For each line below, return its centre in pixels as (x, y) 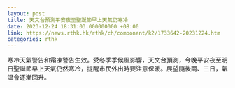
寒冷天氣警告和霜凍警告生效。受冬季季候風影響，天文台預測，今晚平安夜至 (114, 60)
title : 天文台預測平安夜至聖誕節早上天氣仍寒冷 (68, 20)
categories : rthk (33, 39)
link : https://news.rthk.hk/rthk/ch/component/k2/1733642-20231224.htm (114, 33)
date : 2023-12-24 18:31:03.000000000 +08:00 (73, 26)
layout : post (26, 14)
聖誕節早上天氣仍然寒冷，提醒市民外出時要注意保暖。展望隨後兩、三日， (117, 69)
